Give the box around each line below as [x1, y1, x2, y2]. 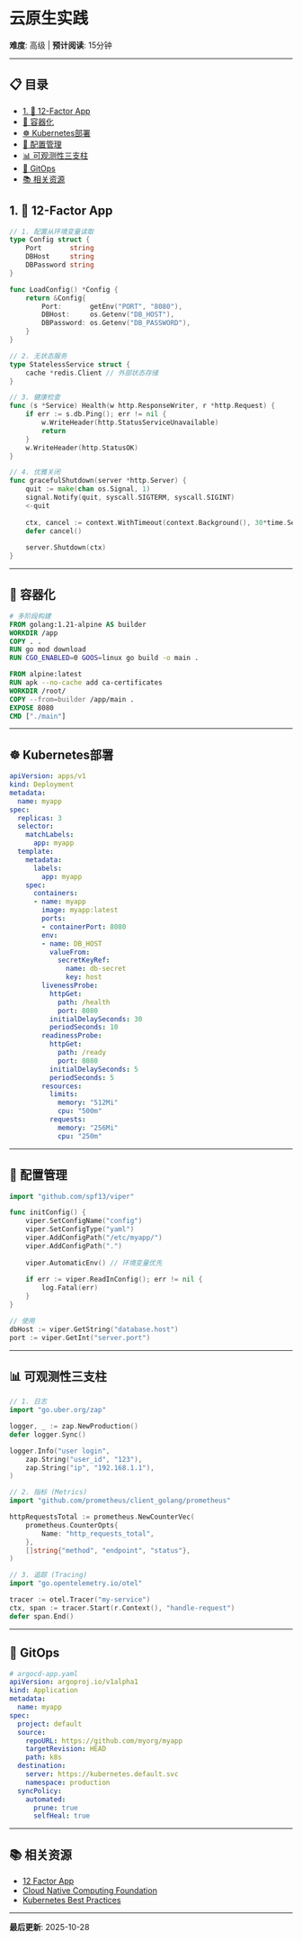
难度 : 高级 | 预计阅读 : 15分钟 [9, 40, 112, 50]
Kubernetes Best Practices [22, 1895, 121, 1906]
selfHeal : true [32, 1811, 91, 1820]
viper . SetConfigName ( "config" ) [25, 1217, 143, 1226]
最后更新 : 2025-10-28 [9, 1922, 90, 1933]
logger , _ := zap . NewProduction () [9, 1422, 139, 1431]
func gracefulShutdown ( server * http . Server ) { [9, 476, 187, 485]
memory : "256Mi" [57, 1123, 119, 1132]
